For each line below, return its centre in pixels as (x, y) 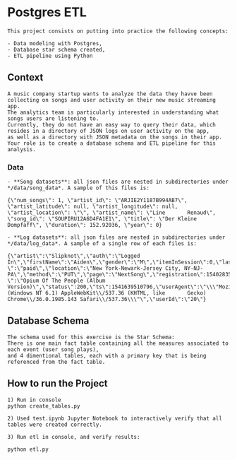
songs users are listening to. (53, 118)
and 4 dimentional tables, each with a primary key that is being (107, 355)
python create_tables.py (44, 406)
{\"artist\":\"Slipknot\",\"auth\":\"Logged (74, 256)
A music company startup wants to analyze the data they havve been (110, 94)
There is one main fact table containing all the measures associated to (118, 343)
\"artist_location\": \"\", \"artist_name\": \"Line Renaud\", (112, 213)
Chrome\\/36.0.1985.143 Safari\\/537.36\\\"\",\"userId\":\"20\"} (107, 300)
